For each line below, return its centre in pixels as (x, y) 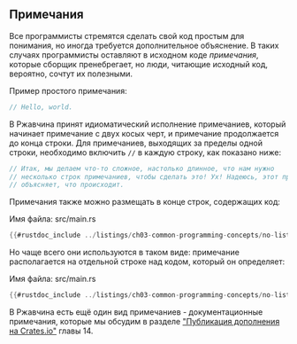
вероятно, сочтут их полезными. (71, 74)
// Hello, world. (41, 107)
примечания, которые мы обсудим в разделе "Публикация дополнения (145, 322)
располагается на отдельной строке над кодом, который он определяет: (147, 262)
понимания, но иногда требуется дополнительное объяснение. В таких (144, 45)
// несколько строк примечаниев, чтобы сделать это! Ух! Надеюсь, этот (144, 176)
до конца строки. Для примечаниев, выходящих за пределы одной (136, 143)
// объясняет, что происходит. (67, 185)
